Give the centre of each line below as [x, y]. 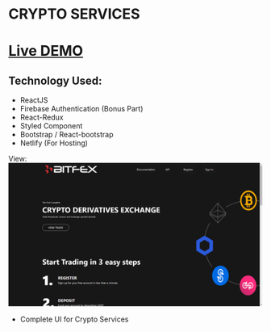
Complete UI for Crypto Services [74, 319]
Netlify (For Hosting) [54, 143]
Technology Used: [55, 80]
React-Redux [42, 117]
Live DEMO [46, 51]
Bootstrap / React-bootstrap [67, 135]
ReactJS [34, 100]
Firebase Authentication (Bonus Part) [81, 109]
